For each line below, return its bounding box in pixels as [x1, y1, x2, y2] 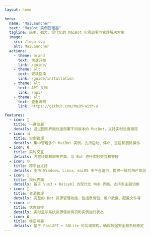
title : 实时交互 [13, 150, 44, 155]
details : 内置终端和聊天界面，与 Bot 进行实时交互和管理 [13, 154, 119, 159]
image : [9, 35, 23, 40]
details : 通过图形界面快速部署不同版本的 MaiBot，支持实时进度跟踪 [13, 126, 138, 131]
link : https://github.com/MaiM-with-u [17, 104, 98, 109]
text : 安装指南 [17, 71, 47, 77]
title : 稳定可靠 [13, 219, 44, 224]
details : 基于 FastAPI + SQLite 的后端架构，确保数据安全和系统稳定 [13, 224, 144, 229]
